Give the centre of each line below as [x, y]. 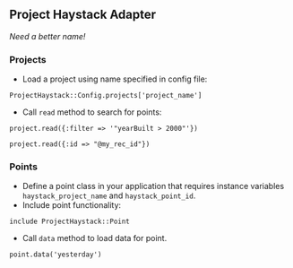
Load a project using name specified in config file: [115, 79]
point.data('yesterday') [56, 255]
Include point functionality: [72, 205]
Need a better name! [47, 36]
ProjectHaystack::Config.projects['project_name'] [106, 96]
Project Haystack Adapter [83, 15]
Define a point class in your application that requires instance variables [153, 186]
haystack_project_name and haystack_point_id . [109, 195]
